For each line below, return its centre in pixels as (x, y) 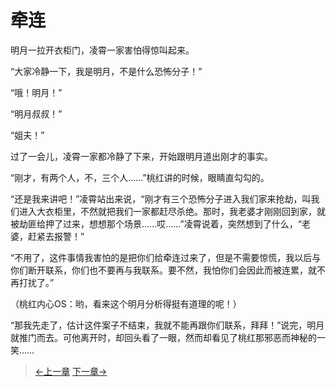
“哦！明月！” (36, 92)
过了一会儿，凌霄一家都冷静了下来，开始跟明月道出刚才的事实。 (141, 156)
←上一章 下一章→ (71, 371)
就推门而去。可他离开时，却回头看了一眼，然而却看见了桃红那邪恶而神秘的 (163, 337)
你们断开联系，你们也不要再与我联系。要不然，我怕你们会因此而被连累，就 (163, 270)
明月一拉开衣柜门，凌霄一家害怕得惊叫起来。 (102, 50)
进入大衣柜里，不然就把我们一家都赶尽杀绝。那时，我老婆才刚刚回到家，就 (172, 211)
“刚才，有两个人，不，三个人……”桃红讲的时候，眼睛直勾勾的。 (140, 177)
